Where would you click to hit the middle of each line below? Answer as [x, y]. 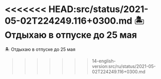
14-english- [104, 61]
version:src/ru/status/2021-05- [124, 66]
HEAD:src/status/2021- [98, 9]
